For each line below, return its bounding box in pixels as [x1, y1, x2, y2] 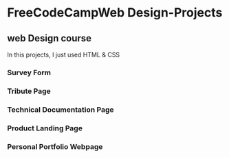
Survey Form [7, 68, 52, 77]
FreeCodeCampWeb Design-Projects [7, 5, 223, 21]
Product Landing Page [7, 123, 83, 132]
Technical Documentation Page [7, 105, 114, 115]
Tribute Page [7, 86, 52, 96]
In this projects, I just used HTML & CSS [7, 50, 120, 59]
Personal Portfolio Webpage [7, 141, 103, 151]
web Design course [7, 32, 91, 44]
